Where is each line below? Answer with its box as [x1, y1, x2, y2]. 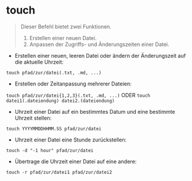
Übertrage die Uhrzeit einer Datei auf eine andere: [14, 157, 137, 165]
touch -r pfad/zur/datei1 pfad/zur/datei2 [6, 169, 112, 175]
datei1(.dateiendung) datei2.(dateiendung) [6, 98, 115, 104]
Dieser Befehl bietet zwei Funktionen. [20, 23, 112, 30]
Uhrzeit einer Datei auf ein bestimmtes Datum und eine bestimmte [14, 108, 175, 115]
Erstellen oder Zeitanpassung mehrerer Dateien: [14, 80, 132, 87]
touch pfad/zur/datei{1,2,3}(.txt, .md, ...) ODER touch [6, 91, 151, 98]
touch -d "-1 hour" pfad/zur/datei [6, 147, 94, 153]
